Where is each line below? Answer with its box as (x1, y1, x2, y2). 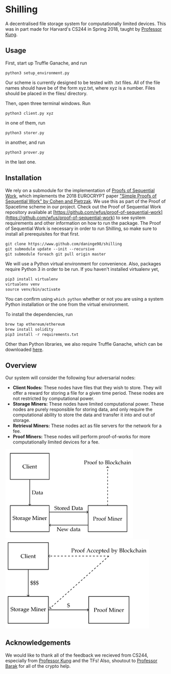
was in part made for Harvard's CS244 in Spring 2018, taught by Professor (5, 26, 162, 32)
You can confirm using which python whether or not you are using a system (5, 296, 164, 302)
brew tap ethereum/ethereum (5, 322, 65, 327)
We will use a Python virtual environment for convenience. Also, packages (5, 260, 161, 267)
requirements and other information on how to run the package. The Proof (5, 220, 161, 226)
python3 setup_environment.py (5, 70, 70, 75)
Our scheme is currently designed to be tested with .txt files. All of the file (5, 79, 160, 86)
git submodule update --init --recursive (5, 246, 95, 251)
